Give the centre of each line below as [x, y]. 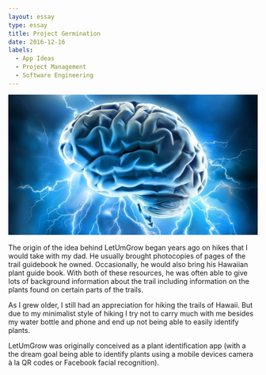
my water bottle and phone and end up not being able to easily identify [123, 322]
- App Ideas [35, 59]
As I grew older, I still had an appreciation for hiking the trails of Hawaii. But [131, 305]
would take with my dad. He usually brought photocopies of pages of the [127, 256]
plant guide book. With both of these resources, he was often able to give [128, 273]
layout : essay [32, 17]
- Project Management [51, 67]
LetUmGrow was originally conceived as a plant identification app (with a [127, 346]
